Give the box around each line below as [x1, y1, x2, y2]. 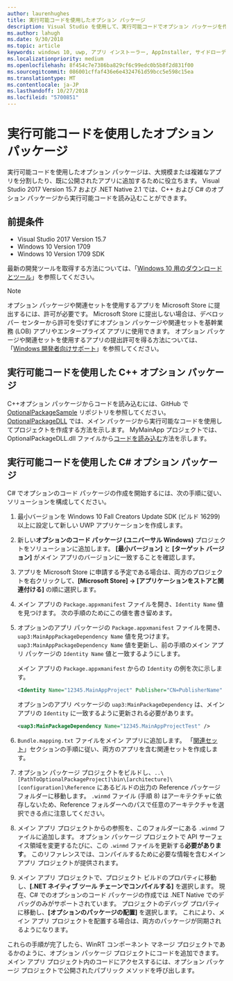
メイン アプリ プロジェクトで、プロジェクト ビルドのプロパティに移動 [17, 873, 217, 882]
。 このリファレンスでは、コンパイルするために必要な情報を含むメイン [23, 850, 226, 858]
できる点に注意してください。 [23, 810, 109, 818]
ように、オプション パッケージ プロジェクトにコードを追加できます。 [25, 949, 223, 957]
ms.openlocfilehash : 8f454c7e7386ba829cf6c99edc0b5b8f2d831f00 [7, 62, 194, 69]
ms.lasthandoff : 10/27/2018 [7, 87, 89, 94]
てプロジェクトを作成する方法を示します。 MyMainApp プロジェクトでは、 [7, 425, 221, 434]
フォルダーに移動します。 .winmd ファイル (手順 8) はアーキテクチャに [17, 792, 216, 800]
